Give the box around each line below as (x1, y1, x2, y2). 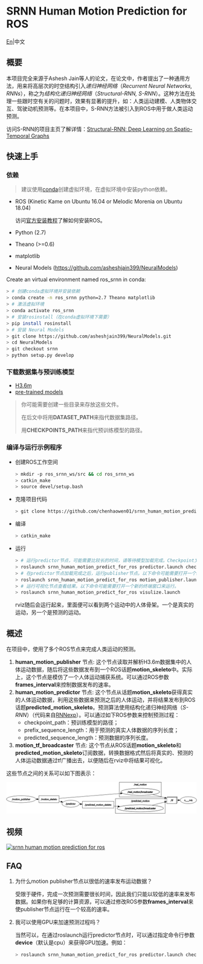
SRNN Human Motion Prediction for (6, 4, 187, 18)
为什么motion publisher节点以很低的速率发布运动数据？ (14, 877, 153, 885)
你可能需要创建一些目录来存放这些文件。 (21, 401, 122, 408)
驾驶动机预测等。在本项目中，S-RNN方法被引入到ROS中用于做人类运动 (16, 105, 193, 112)
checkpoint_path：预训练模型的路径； (24, 719, 119, 726)
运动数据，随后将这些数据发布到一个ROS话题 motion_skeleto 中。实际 (20, 666, 193, 673)
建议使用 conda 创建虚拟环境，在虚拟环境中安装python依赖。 (21, 186, 171, 193)
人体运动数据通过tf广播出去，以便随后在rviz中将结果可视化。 (14, 757, 166, 764)
